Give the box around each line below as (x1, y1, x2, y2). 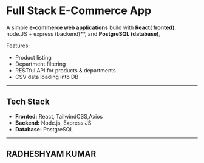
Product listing (15, 54, 52, 61)
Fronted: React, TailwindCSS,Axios (15, 113, 103, 120)
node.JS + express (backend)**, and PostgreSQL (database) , (6, 30, 161, 37)
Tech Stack (6, 97, 50, 107)
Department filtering (15, 60, 66, 68)
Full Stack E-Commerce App (6, 4, 152, 18)
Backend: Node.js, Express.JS (15, 119, 92, 127)
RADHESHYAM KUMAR (6, 149, 96, 159)
